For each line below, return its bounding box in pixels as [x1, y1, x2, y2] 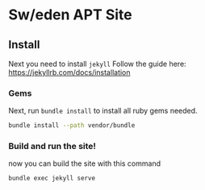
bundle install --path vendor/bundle [8, 122, 136, 130]
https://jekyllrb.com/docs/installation [8, 68, 131, 77]
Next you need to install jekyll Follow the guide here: [8, 59, 187, 68]
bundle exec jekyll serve [8, 175, 95, 183]
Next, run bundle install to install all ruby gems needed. [8, 106, 198, 116]
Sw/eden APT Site [8, 6, 133, 24]
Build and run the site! [8, 141, 97, 152]
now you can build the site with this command [8, 159, 161, 168]
